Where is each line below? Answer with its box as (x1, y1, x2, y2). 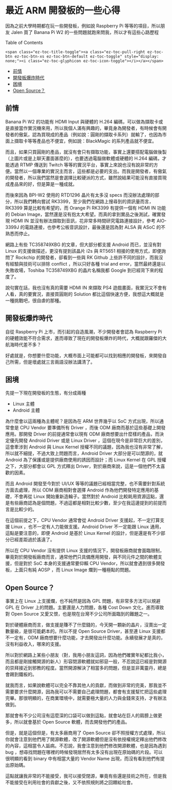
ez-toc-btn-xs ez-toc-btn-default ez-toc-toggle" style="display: (14, 54, 159, 59)
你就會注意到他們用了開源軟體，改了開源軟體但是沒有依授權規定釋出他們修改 (5, 736, 167, 743)
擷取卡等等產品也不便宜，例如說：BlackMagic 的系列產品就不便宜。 (14, 137, 157, 144)
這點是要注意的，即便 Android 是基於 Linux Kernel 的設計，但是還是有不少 (5, 530, 161, 536)
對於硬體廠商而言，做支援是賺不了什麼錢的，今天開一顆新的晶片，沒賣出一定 (5, 622, 167, 628)
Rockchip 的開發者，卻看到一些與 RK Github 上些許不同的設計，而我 (15, 254, 159, 260)
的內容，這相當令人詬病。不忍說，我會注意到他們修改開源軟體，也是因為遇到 (5, 743, 167, 749)
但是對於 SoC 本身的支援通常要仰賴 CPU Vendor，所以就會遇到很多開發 (14, 560, 165, 567)
